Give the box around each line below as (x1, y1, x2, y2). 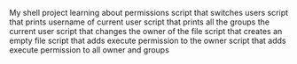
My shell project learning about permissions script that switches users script (9, 8, 289, 18)
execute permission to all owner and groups (9, 45, 170, 55)
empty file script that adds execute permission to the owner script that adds (9, 35, 286, 46)
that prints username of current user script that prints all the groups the (9, 17, 270, 27)
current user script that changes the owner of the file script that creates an (9, 26, 283, 36)
